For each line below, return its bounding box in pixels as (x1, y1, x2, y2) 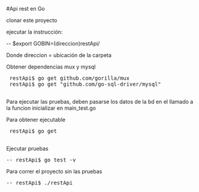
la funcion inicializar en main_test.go (6, 104, 96, 112)
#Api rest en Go (6, 5, 45, 12)
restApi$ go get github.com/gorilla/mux (9, 75, 130, 82)
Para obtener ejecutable (6, 116, 66, 123)
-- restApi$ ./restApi (6, 179, 73, 186)
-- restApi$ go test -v (6, 157, 76, 163)
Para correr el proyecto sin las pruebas (6, 168, 102, 175)
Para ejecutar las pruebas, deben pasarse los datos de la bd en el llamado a (6, 98, 194, 105)
